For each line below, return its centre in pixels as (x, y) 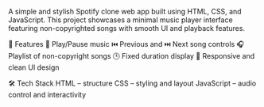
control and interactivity (47, 95)
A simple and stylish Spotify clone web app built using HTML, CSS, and (125, 11)
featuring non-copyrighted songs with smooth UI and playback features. (126, 28)
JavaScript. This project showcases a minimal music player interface (120, 20)
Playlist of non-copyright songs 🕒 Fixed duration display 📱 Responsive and (132, 56)
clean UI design (34, 67)
